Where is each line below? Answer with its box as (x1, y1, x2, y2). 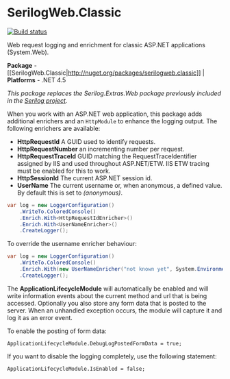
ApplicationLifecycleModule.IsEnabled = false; (7, 365, 146, 372)
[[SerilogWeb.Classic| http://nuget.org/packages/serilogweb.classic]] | (7, 69, 205, 77)
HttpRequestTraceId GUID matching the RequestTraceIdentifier (16, 152, 197, 160)
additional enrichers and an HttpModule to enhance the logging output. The (7, 117, 218, 125)
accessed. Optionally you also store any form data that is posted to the (7, 299, 207, 307)
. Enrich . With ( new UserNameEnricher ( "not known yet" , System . (19, 266, 197, 273)
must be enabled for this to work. (16, 167, 111, 175)
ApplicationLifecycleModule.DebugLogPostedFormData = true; (7, 340, 183, 347)
